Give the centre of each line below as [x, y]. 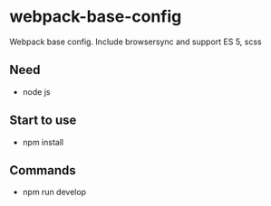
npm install [43, 142]
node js [36, 91]
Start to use [43, 121]
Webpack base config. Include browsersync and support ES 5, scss [135, 42]
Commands [43, 170]
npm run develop [54, 192]
